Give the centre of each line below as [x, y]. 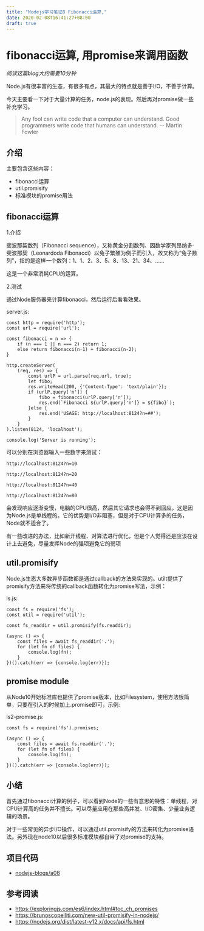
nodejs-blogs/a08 [38, 873]
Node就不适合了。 [29, 523]
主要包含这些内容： [30, 169]
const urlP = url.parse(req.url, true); [80, 376]
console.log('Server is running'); [51, 440]
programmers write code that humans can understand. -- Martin [101, 126]
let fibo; [40, 381]
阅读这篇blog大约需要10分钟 [41, 73]
